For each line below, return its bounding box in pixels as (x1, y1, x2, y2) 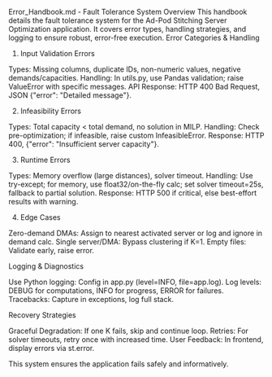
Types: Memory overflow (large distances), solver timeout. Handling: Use (8, 171, 253, 180)
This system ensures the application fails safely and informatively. (8, 359, 229, 369)
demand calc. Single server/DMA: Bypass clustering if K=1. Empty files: (8, 237, 247, 247)
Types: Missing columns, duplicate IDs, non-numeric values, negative (8, 64, 241, 74)
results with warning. (8, 197, 79, 206)
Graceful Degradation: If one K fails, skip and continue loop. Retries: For (8, 326, 249, 335)
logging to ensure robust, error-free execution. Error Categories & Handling (8, 33, 260, 42)
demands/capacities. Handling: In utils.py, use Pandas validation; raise (8, 73, 244, 82)
